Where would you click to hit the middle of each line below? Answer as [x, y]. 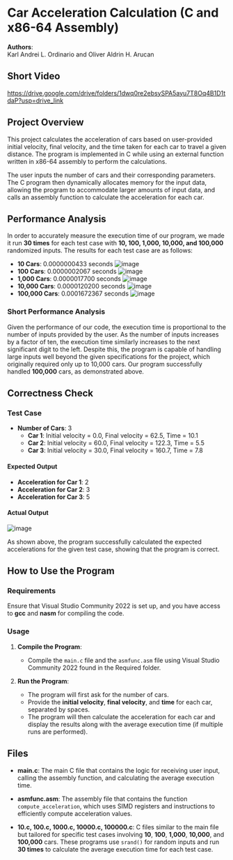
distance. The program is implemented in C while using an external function [115, 154]
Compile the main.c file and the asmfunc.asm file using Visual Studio [124, 660]
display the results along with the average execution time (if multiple [126, 724]
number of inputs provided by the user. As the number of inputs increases [113, 334]
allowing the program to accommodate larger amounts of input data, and [111, 190]
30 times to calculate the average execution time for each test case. [115, 849]
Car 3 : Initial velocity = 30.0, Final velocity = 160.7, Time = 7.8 [115, 450]
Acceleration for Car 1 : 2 [53, 482]
